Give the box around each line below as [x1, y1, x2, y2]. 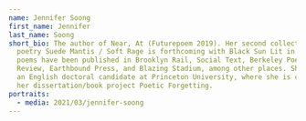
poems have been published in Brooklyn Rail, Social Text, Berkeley [16, 55, 283, 65]
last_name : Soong [8, 30, 75, 39]
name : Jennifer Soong [8, 13, 91, 23]
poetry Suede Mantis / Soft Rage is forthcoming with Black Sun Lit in [16, 47, 296, 56]
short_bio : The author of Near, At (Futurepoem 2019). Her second [8, 38, 267, 48]
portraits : [8, 89, 50, 98]
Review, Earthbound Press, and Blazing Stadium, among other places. [16, 65, 287, 74]
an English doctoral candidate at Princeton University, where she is [16, 73, 291, 82]
